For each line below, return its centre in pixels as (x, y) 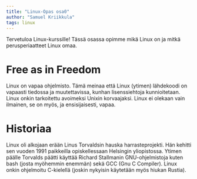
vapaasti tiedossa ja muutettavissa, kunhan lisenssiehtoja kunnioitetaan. (93, 92)
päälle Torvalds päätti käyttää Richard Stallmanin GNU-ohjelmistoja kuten (95, 158)
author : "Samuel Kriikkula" (41, 17)
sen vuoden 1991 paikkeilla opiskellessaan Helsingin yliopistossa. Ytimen (94, 151)
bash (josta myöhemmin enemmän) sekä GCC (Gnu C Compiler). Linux (92, 164)
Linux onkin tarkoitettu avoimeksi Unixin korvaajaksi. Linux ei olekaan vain (96, 99)
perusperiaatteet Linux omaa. (42, 45)
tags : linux (21, 22)
